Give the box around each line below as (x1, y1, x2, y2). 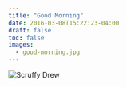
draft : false (8, 26, 52, 34)
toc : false (8, 33, 45, 42)
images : (8, 41, 34, 49)
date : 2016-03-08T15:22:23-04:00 (8, 19, 120, 27)
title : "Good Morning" (8, 11, 84, 20)
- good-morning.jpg (15, 48, 81, 56)
